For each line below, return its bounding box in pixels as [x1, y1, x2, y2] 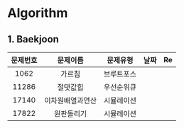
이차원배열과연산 [43, 95, 97, 105]
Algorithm [7, 5, 68, 21]
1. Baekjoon [7, 33, 59, 45]
